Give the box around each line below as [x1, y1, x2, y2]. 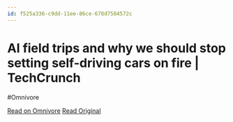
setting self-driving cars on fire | [7, 55, 200, 70]
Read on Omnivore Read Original [7, 106, 101, 115]
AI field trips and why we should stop [7, 40, 227, 56]
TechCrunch [7, 70, 81, 86]
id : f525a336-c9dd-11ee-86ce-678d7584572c [7, 10, 133, 17]
